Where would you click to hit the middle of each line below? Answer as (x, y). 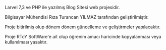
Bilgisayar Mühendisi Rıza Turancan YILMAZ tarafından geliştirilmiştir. (77, 17)
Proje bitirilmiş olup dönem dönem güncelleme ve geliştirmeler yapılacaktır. (83, 27)
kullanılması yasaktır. (26, 42)
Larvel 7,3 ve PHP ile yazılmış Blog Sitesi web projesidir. (62, 7)
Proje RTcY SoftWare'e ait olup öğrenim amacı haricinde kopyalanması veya (83, 37)
